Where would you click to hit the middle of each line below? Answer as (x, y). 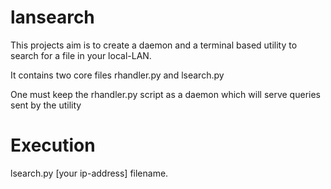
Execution (53, 145)
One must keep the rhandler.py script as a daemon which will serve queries (165, 94)
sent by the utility (46, 105)
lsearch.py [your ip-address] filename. (89, 173)
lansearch (52, 17)
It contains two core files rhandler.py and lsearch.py (117, 75)
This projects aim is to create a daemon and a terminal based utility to (154, 45)
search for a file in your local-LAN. (81, 55)
